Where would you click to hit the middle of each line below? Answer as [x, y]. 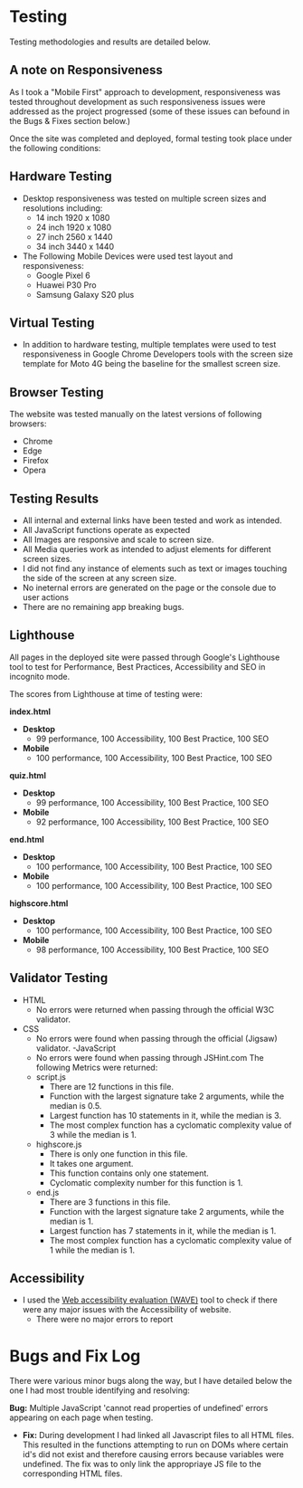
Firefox [36, 461]
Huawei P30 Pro [66, 285]
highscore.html [39, 903]
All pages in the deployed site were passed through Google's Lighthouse [145, 657]
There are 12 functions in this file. [112, 1086]
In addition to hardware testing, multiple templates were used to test [149, 345]
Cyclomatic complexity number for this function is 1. [146, 1182]
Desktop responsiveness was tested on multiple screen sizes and [144, 198]
